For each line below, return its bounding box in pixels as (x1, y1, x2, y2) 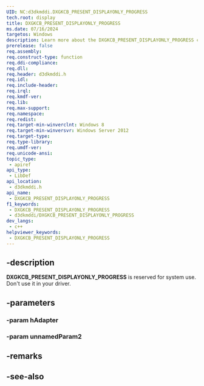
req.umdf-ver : (6, 144, 42, 151)
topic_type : (6, 156, 36, 162)
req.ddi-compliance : (6, 60, 59, 66)
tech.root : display (6, 15, 56, 21)
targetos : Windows (6, 32, 53, 38)
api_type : (6, 167, 32, 173)
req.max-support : (6, 105, 50, 111)
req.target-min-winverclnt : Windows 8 (6, 122, 104, 128)
